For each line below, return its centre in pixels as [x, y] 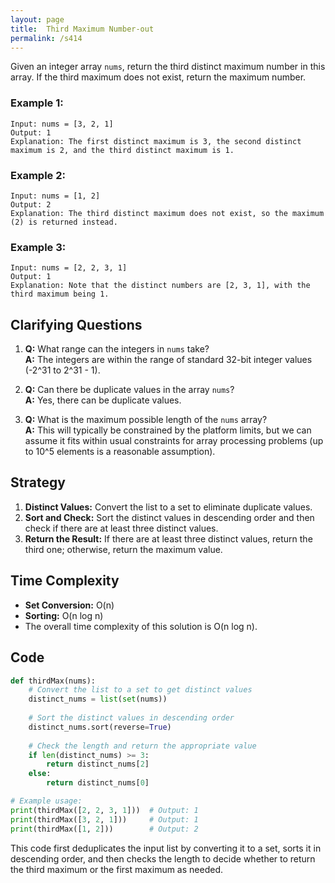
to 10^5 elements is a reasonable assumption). [120, 452]
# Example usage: [46, 801]
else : [40, 774]
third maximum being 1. [60, 294]
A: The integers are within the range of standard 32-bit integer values [168, 360]
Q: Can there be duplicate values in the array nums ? [129, 390]
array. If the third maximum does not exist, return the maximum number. [158, 77]
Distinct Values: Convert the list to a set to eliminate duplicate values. [168, 507]
